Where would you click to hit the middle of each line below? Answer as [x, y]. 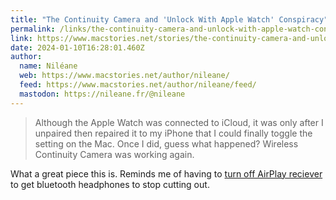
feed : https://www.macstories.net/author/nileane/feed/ [138, 85]
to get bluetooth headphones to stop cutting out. [110, 184]
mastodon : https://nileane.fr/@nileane [102, 94]
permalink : [33, 29]
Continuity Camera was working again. [114, 154]
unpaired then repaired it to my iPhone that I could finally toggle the [173, 133]
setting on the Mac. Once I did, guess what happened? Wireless [166, 143]
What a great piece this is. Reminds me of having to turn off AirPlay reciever [166, 173]
